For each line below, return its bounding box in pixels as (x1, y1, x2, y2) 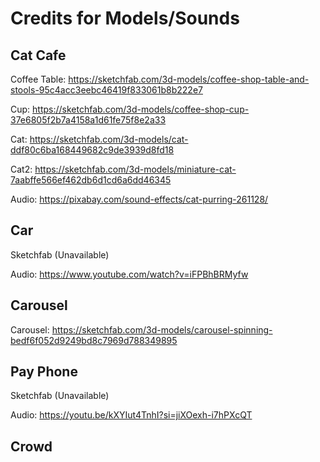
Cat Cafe (10, 47, 67, 64)
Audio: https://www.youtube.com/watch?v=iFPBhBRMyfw (10, 268, 249, 280)
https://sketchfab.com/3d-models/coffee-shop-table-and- (68, 73, 310, 85)
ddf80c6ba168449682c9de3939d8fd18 (10, 144, 175, 156)
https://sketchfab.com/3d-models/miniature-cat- (34, 163, 237, 175)
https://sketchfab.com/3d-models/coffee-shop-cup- (32, 103, 250, 115)
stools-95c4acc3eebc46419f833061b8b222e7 (10, 84, 203, 96)
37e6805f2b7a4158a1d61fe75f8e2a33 (10, 114, 167, 126)
